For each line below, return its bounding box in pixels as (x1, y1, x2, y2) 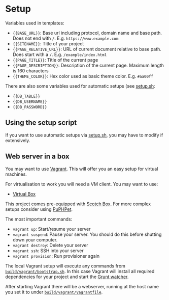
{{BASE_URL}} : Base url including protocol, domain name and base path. (12, 30, 162, 36)
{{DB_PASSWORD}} (12, 104, 47, 110)
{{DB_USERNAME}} (12, 99, 47, 104)
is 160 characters (12, 67, 49, 74)
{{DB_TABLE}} (12, 94, 41, 99)
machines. (5, 171, 27, 177)
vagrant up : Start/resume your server (12, 226, 91, 232)
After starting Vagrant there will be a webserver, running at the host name (5, 283, 159, 289)
